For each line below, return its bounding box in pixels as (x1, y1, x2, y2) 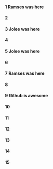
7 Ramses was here (5, 70, 45, 76)
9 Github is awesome (5, 93, 48, 99)
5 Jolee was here (5, 48, 40, 54)
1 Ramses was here (5, 4, 44, 10)
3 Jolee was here (5, 26, 40, 32)
